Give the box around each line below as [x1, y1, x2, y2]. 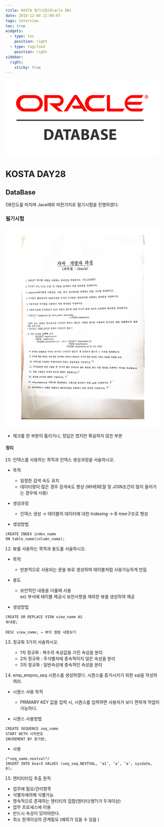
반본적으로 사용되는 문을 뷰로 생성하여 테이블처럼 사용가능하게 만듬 [20, 566, 147, 572]
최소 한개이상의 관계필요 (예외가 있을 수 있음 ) [12, 816, 100, 822]
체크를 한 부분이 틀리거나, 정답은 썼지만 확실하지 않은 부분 [12, 433, 123, 439]
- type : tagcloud [10, 44, 46, 49]
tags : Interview [5, 18, 39, 23]
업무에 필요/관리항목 [12, 786, 51, 792]
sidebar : [5, 55, 23, 59]
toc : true [5, 24, 26, 28]
